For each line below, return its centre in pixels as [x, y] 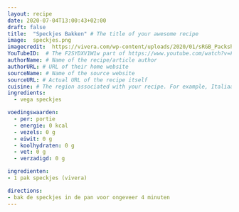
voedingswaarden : [33, 113]
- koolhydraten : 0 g [44, 145]
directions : [25, 191]
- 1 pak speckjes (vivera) [47, 178]
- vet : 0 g [30, 152]
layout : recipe [30, 14]
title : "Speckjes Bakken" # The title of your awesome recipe [103, 34]
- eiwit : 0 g [33, 139]
